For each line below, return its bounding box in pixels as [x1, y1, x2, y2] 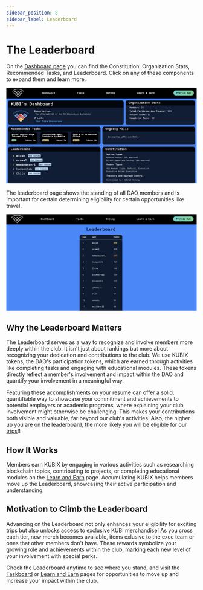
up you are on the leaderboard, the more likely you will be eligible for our [6, 421, 187, 429]
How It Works [6, 445, 59, 455]
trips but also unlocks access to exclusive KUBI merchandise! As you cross [6, 527, 193, 534]
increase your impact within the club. [6, 577, 98, 584]
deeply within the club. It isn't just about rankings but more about [6, 345, 169, 352]
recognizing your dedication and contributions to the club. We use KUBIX [6, 351, 188, 359]
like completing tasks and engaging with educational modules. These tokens [6, 365, 196, 372]
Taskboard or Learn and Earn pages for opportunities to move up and [6, 570, 179, 577]
